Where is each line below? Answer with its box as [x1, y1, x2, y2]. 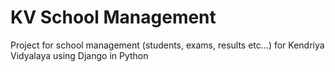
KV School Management [10, 6, 217, 29]
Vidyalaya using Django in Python [10, 49, 149, 61]
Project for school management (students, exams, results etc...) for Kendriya [10, 39, 325, 51]
